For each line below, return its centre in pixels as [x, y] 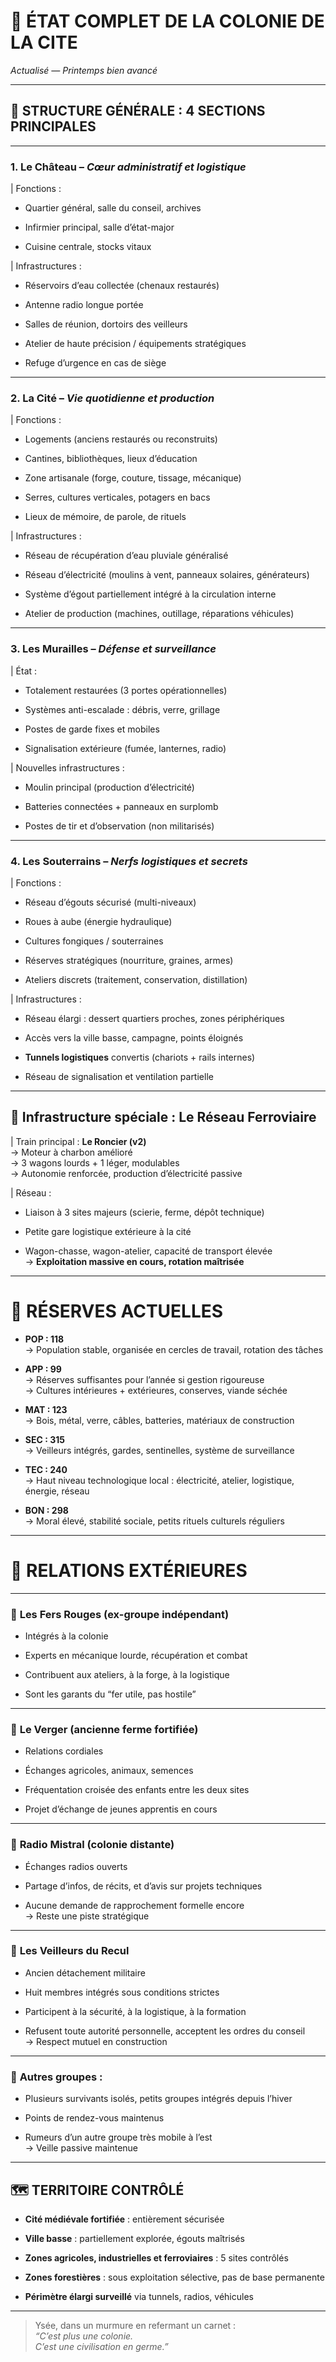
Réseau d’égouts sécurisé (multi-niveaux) [110, 902]
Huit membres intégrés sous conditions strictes [122, 1992]
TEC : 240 [46, 1469]
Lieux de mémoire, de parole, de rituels [105, 517]
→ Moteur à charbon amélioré [71, 1152]
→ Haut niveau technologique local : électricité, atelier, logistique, [159, 1480]
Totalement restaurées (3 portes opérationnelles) [126, 690]
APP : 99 [43, 1369]
